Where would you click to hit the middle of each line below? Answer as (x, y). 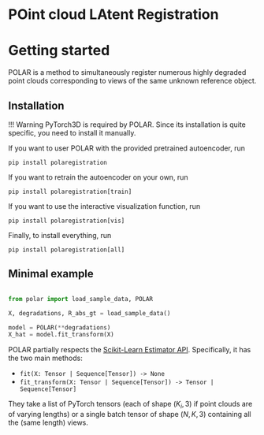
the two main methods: (45, 358)
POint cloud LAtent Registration (113, 15)
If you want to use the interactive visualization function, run (104, 206)
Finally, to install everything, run (60, 235)
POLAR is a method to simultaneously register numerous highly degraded (127, 72)
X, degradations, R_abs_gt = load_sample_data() (89, 313)
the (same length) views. (48, 422)
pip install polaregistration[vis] (67, 221)
